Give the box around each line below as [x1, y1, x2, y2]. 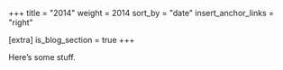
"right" [8, 17, 33, 28]
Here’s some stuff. [8, 52, 76, 62]
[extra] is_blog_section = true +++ [8, 35, 135, 45]
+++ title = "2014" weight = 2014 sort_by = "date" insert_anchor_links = [8, 8, 274, 18]
